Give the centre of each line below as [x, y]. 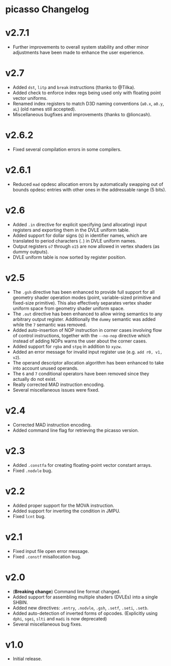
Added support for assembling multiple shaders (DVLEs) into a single [85, 597]
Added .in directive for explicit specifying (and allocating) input [80, 224]
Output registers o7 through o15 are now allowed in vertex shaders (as [86, 246]
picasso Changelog [47, 9]
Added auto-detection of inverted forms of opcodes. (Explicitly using [85, 613]
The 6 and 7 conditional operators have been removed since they [81, 373]
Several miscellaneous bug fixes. [47, 624]
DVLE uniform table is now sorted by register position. [69, 257]
